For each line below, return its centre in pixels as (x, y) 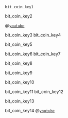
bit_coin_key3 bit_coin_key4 (33, 35)
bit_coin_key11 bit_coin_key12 (34, 92)
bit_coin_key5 (19, 44)
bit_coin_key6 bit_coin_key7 (33, 54)
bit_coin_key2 (19, 16)
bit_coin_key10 (20, 82)
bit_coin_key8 (19, 63)
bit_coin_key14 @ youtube (30, 110)
